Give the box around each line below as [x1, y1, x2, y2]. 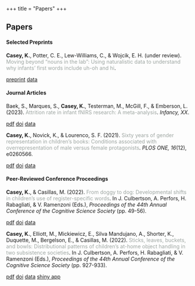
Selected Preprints [6, 38, 53, 45]
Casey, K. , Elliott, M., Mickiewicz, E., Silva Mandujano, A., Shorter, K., [6, 230, 174, 237]
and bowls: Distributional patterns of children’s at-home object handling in [6, 243, 186, 250]
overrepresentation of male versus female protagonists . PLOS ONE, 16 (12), [6, 144, 187, 151]
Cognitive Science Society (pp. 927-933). [6, 262, 107, 268]
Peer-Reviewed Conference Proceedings [6, 175, 108, 183]
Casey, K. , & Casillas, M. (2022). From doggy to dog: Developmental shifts [6, 188, 187, 196]
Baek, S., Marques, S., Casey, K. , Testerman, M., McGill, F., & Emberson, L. [6, 102, 188, 109]
